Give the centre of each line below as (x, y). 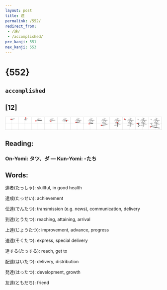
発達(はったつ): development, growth (43, 272)
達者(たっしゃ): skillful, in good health (43, 188)
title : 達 (15, 16)
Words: (17, 175)
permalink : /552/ (23, 21)
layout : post (19, 10)
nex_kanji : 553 (21, 47)
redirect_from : (21, 26)
